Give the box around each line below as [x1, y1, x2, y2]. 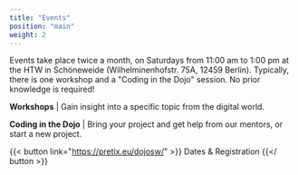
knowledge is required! [9, 83, 95, 95]
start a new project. [9, 129, 82, 140]
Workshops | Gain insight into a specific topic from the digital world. [9, 102, 265, 112]
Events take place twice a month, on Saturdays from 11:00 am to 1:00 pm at [9, 55, 290, 66]
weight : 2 [9, 30, 47, 39]
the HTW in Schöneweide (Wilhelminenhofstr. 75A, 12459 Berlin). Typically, [9, 64, 290, 75]
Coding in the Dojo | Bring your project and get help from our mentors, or [9, 119, 284, 130]
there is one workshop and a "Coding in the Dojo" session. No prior [9, 74, 261, 85]
